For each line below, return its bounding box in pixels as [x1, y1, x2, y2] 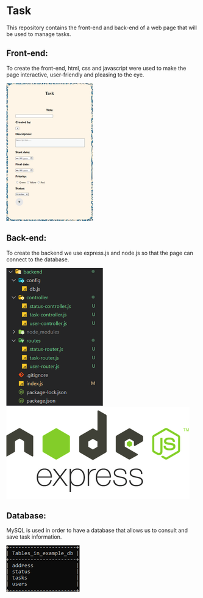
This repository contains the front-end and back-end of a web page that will [6, 24, 197, 31]
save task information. [6, 533, 62, 540]
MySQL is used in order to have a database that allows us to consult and [6, 527, 188, 534]
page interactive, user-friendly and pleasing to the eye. [6, 71, 144, 78]
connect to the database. [6, 255, 69, 263]
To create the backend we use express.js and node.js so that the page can [6, 249, 193, 256]
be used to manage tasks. [6, 30, 71, 37]
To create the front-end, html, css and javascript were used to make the [6, 64, 187, 72]
